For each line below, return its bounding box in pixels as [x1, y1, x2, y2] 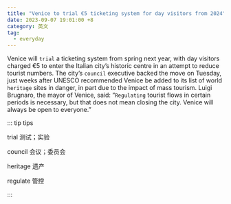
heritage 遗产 [7, 162, 45, 170]
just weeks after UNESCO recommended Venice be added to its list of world [7, 76, 222, 84]
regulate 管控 [7, 177, 45, 185]
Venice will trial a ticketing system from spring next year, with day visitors [7, 54, 220, 63]
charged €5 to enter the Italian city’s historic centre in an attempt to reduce [7, 62, 220, 70]
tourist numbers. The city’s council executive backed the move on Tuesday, [7, 69, 222, 78]
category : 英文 [7, 23, 49, 30]
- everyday [13, 36, 45, 43]
